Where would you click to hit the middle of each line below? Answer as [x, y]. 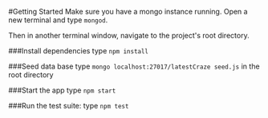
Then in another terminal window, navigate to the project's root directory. [129, 35]
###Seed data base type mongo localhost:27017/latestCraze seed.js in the [134, 66]
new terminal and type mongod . [58, 20]
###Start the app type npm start [62, 90]
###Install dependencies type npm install [79, 51]
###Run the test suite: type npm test [69, 106]
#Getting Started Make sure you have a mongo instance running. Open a [128, 12]
